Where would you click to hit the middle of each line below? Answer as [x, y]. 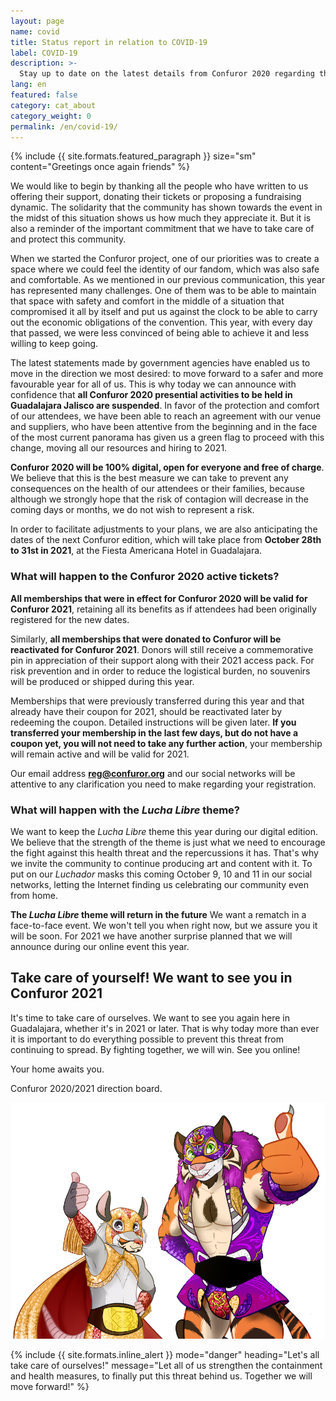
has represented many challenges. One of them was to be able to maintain [163, 291]
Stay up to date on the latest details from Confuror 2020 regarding [167, 74]
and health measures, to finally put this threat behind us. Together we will [161, 1376]
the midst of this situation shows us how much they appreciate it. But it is [161, 218]
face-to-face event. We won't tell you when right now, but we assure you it [164, 925]
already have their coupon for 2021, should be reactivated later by [146, 711]
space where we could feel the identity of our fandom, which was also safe [165, 269]
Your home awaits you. [57, 1069]
